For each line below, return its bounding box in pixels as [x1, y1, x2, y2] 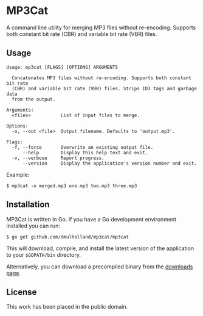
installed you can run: [6, 222, 61, 229]
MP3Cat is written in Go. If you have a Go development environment [6, 215, 177, 223]
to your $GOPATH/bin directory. [6, 251, 81, 258]
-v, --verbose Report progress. [12, 155, 105, 161]
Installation [6, 199, 50, 210]
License [6, 287, 37, 297]
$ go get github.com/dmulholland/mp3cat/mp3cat [6, 234, 129, 240]
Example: [6, 171, 30, 178]
